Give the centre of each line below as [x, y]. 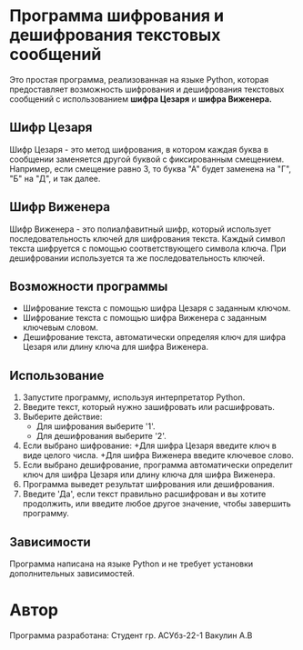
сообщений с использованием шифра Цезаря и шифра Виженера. [141, 99]
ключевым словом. [60, 327]
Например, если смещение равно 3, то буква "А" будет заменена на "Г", [151, 168]
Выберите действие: [62, 417]
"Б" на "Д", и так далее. [55, 178]
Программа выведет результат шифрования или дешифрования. [148, 485]
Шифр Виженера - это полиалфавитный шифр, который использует [140, 229]
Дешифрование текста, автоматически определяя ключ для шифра [154, 337]
